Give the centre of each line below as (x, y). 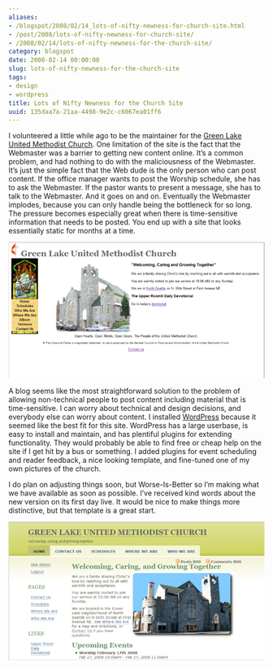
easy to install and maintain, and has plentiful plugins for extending (120, 434)
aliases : (23, 17)
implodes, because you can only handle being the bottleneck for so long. (130, 205)
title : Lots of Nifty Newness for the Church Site (96, 103)
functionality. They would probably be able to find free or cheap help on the (135, 443)
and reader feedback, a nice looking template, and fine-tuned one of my (129, 460)
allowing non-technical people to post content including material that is (127, 399)
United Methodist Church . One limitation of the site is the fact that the (125, 144)
